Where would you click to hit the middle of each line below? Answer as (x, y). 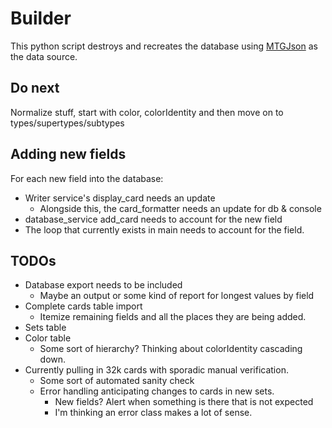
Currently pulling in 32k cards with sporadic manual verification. (156, 370)
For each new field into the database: (87, 178)
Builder (41, 18)
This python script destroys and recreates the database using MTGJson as (164, 46)
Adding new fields (68, 154)
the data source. (44, 56)
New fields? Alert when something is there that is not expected (184, 402)
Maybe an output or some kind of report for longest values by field (177, 296)
